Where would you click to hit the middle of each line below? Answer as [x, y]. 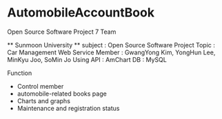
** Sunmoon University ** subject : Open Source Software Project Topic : [111, 45]
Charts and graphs [44, 100]
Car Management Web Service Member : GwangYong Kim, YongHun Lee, [111, 52]
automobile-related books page [62, 94]
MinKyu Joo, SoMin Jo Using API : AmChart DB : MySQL [87, 59]
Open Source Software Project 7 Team [62, 32]
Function [20, 73]
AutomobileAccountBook [81, 13]
